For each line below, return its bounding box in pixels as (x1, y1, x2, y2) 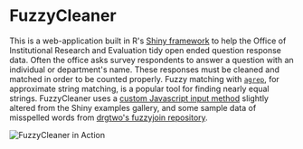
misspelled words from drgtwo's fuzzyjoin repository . (9, 112, 208, 123)
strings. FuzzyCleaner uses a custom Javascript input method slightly (9, 92, 270, 104)
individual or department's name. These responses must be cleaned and (9, 64, 280, 75)
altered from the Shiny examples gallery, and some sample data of (9, 102, 257, 113)
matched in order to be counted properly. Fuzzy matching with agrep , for (9, 73, 280, 84)
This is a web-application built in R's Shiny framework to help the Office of (9, 35, 287, 46)
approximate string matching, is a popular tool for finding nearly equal (9, 83, 270, 94)
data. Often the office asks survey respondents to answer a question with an (9, 54, 294, 65)
